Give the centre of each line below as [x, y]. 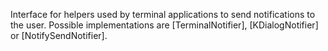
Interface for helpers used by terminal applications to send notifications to [163, 14]
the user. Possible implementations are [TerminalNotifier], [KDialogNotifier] [164, 25]
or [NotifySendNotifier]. [59, 35]
